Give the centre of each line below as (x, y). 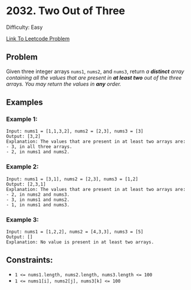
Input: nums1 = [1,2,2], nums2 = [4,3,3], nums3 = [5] (75, 232)
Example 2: (22, 167)
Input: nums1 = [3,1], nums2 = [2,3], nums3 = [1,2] (72, 179)
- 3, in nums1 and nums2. (38, 200)
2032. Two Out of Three (66, 11)
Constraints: (29, 260)
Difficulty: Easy (24, 27)
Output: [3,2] (24, 137)
